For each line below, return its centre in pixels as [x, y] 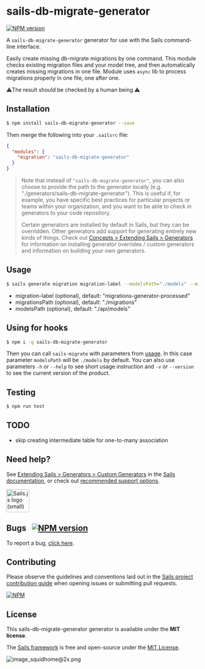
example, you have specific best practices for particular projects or [106, 200]
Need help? [28, 460]
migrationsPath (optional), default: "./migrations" [76, 302]
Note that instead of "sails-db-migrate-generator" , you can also [103, 180]
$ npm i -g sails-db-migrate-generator [57, 342]
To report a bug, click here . [40, 543]
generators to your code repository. [66, 213]
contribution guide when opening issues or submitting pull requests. [92, 583]
